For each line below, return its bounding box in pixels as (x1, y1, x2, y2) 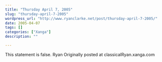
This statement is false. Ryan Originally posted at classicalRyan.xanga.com (5, 51, 155, 57)
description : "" (5, 34, 38, 39)
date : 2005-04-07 (5, 20, 40, 26)
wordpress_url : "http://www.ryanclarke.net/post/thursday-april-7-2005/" (5, 16, 158, 21)
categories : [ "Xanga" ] (5, 30, 51, 34)
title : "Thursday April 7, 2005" (5, 7, 73, 12)
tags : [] (5, 25, 23, 30)
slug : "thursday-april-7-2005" (5, 12, 69, 16)
